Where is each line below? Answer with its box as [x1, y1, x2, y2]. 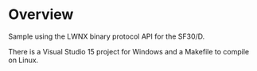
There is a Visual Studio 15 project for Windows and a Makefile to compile [8, 47, 250, 56]
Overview [8, 6, 74, 24]
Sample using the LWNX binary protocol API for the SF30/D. [8, 32, 205, 41]
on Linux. [8, 55, 39, 65]
